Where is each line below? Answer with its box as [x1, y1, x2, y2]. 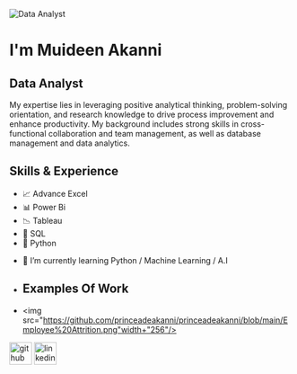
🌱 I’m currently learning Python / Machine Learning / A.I [22, 254, 229, 265]
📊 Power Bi [22, 201, 66, 212]
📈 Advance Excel [22, 188, 88, 199]
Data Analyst [9, 76, 83, 91]
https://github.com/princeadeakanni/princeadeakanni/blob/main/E [43, 315, 289, 325]
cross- [240, 119, 266, 129]
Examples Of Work [22, 281, 129, 297]
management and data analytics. [9, 138, 130, 148]
